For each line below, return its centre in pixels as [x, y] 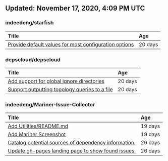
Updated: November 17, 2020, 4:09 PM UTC [75, 8]
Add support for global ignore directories [56, 81]
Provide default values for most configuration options [71, 44]
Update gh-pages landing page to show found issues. [72, 151]
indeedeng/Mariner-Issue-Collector [50, 104]
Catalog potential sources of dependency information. [72, 143]
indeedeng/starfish [30, 23]
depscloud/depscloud [33, 59]
